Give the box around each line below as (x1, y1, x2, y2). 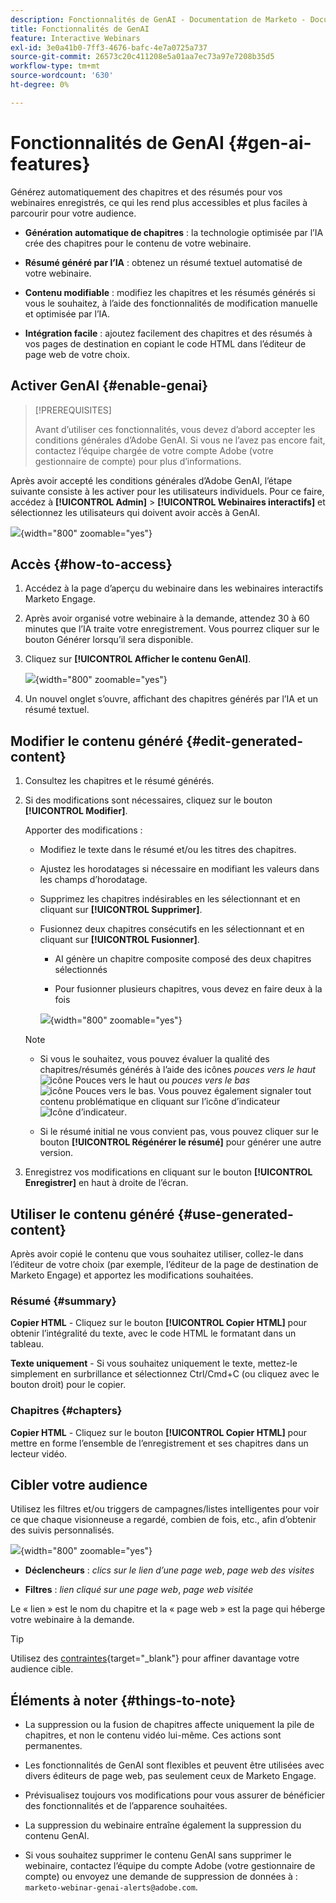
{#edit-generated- (186, 732, 304, 750)
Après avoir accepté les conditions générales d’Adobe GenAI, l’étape (10, 474, 293, 486)
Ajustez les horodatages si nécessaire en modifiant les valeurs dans (39, 863, 320, 875)
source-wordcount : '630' (10, 71, 114, 81)
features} (10, 152, 91, 175)
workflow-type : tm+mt (10, 61, 101, 71)
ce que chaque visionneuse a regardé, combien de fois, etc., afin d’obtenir (10, 1514, 317, 1526)
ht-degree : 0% (10, 80, 70, 90)
